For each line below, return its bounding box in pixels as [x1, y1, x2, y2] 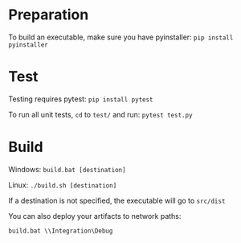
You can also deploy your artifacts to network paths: [8, 211, 182, 220]
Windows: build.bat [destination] [8, 164, 126, 174]
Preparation [8, 6, 89, 24]
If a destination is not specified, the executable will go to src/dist [8, 196, 226, 205]
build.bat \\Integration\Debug [8, 227, 113, 235]
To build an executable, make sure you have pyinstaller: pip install [8, 32, 234, 42]
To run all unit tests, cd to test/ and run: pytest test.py [8, 109, 193, 119]
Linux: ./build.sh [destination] [8, 179, 117, 190]
